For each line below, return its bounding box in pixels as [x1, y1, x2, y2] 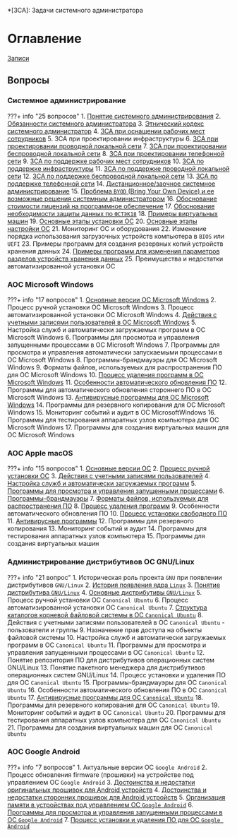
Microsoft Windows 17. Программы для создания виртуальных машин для [7, 423, 229, 432]
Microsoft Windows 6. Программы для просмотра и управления [7, 333, 200, 341]
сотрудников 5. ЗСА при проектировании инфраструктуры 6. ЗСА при [7, 134, 219, 143]
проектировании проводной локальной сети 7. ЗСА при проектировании [7, 141, 227, 150]
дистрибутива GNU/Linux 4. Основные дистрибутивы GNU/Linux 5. [7, 588, 202, 596]
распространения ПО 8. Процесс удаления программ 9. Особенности [7, 501, 220, 511]
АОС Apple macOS [7, 448, 73, 458]
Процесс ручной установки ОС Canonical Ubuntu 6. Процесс [7, 595, 189, 604]
